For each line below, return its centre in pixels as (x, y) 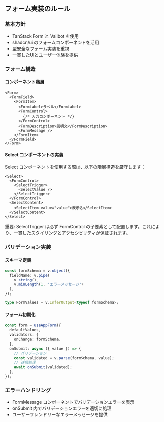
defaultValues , (25, 330)
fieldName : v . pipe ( (30, 276)
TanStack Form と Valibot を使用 (45, 36)
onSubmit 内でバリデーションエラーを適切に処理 (62, 408)
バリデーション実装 (28, 247)
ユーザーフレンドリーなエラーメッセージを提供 (60, 415)
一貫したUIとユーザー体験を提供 (45, 55)
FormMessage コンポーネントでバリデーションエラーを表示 (73, 402)
